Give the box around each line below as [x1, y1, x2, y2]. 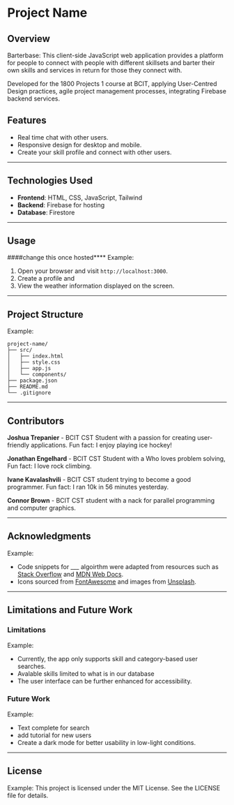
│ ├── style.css [7, 359, 61, 366]
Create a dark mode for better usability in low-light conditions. [17, 738, 196, 746]
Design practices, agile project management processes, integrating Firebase [7, 87, 226, 95]
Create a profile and [17, 274, 75, 283]
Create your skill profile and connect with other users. [17, 148, 172, 156]
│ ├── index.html [7, 353, 64, 360]
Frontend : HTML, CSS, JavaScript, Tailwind [17, 193, 143, 202]
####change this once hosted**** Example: [7, 253, 134, 262]
